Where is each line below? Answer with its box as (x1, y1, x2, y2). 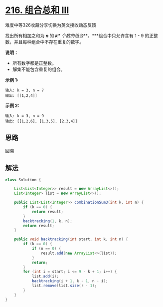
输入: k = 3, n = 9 (5, 113, 44, 118)
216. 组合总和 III (5, 4, 69, 16)
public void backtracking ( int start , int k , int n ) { (14, 237, 128, 242)
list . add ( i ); (31, 274, 59, 279)
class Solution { (5, 177, 41, 182)
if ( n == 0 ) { (31, 246, 61, 251)
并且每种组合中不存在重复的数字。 (13, 38, 84, 45)
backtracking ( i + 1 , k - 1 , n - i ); (31, 279, 108, 284)
